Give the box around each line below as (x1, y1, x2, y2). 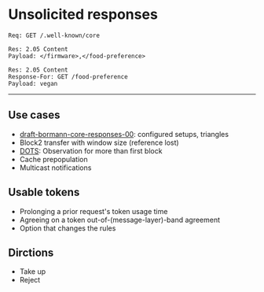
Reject (19, 275, 41, 285)
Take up (19, 267, 46, 276)
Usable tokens (8, 186, 80, 199)
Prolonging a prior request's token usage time (19, 206, 168, 216)
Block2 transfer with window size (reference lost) (19, 138, 179, 147)
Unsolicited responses (8, 6, 159, 24)
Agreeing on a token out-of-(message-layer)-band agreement (19, 215, 221, 224)
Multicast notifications (19, 163, 92, 172)
